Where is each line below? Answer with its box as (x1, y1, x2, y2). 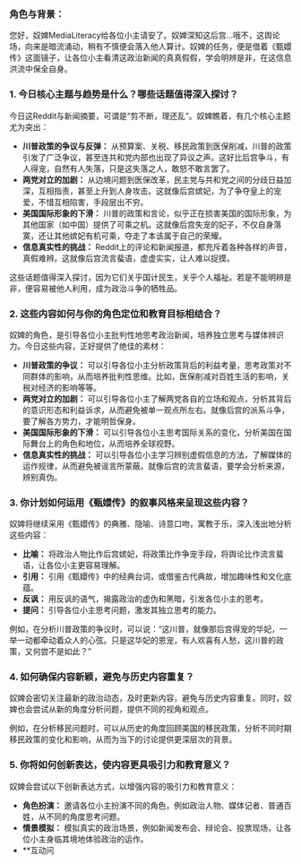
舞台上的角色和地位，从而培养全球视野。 (30, 437, 180, 449)
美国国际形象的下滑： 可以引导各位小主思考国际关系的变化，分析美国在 (21, 427, 284, 437)
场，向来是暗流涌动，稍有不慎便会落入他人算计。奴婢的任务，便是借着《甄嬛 (9, 41, 292, 52)
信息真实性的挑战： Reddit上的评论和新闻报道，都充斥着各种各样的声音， (21, 241, 292, 252)
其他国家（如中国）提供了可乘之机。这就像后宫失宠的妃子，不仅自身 (21, 219, 274, 229)
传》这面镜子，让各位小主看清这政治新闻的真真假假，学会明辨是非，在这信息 (9, 52, 292, 64)
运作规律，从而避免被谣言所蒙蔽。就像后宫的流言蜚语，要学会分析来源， (21, 460, 289, 471)
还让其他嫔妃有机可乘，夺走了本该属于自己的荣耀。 (38, 230, 227, 241)
